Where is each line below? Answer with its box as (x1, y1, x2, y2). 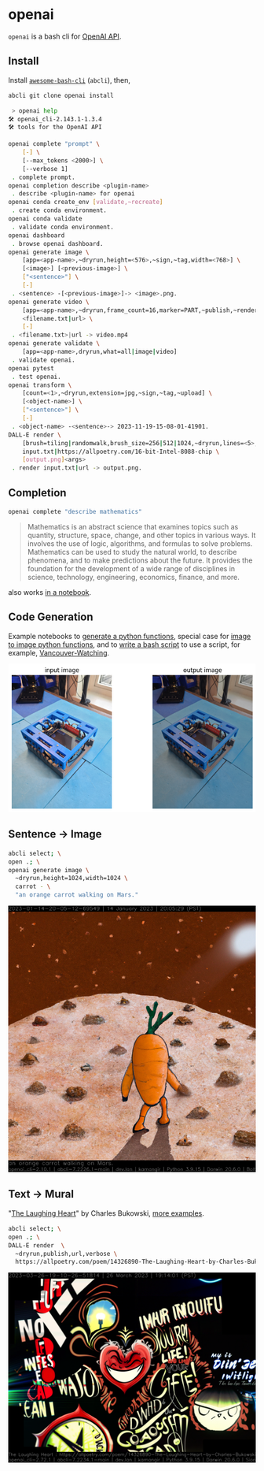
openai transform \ (8, 381, 72, 389)
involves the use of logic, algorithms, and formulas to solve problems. (27, 538, 253, 548)
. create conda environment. (11, 206, 108, 214)
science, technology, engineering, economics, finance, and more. (27, 572, 240, 581)
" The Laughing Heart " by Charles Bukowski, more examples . (8, 1208, 204, 1218)
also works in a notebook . (8, 587, 92, 596)
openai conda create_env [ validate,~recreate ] (8, 199, 163, 206)
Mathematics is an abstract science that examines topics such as (27, 522, 239, 531)
